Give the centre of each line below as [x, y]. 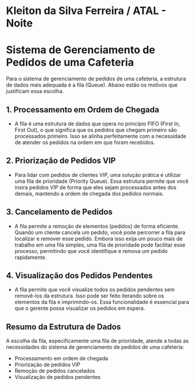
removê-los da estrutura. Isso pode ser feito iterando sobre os [89, 296]
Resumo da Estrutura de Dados [64, 327]
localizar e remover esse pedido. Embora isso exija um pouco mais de [98, 238]
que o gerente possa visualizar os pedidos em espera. [80, 308]
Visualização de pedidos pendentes [58, 377]
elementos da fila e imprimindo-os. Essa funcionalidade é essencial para [102, 302]
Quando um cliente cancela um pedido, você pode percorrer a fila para [100, 232]
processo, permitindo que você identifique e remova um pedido [91, 251]
